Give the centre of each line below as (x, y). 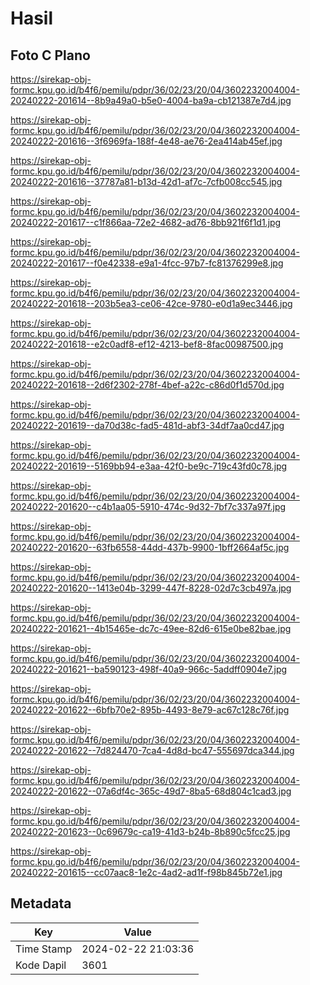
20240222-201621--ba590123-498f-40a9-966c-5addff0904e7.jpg (149, 669)
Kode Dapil (41, 965)
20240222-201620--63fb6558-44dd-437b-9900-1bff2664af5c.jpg (150, 547)
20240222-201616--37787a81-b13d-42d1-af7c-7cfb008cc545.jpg (146, 181)
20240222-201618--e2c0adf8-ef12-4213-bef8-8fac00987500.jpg (147, 344)
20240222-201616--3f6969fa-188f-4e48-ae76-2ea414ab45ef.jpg (146, 141)
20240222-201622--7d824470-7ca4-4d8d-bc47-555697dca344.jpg (152, 750)
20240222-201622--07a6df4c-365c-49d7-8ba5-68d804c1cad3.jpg (151, 791)
